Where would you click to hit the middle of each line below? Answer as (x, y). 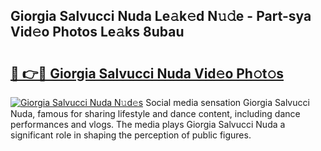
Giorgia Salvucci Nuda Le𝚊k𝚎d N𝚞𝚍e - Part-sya (161, 16)
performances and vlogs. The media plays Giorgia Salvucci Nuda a (148, 124)
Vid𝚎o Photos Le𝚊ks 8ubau (97, 32)
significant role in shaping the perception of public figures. (131, 135)
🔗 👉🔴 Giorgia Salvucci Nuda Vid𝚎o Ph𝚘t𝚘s (147, 73)
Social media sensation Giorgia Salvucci (227, 102)
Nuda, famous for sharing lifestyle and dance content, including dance (155, 113)
